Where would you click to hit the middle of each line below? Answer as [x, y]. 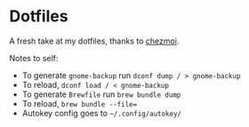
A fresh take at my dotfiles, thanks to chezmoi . [94, 41]
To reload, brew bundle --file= [80, 103]
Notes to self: [34, 58]
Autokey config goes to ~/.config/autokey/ [102, 113]
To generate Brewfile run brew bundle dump [101, 94]
